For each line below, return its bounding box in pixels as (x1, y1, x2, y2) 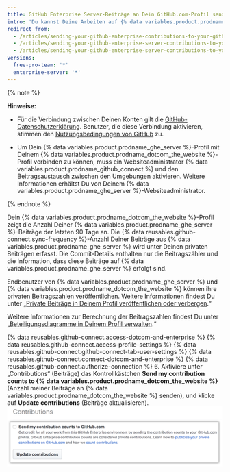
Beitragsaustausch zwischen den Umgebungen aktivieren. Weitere (16, 172, 205, 180)
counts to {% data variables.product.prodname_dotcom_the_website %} (7, 377, 218, 385)
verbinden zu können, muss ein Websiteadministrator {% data (34, 158, 209, 166)
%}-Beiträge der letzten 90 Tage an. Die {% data (7, 227, 145, 236)
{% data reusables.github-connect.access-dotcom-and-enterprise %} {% (7, 333, 216, 341)
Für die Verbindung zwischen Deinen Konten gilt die (16, 115, 164, 123)
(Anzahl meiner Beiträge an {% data (7, 384, 108, 392)
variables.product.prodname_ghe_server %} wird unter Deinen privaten (7, 242, 208, 250)
